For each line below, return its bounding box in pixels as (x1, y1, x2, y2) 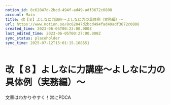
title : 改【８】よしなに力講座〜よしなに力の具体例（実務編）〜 (5, 17, 123, 22)
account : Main (5, 12, 36, 17)
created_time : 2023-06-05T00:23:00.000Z (5, 26, 92, 31)
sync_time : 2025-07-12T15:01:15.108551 (5, 41, 90, 46)
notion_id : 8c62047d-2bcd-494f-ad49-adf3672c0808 (5, 7, 113, 13)
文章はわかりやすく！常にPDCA (5, 94, 71, 100)
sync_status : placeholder (5, 36, 60, 41)
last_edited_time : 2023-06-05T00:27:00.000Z (5, 31, 101, 36)
